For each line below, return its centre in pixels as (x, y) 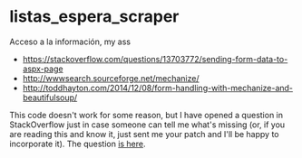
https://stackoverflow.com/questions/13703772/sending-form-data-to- (155, 59)
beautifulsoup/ (50, 98)
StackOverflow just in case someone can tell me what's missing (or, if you (147, 125)
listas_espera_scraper (94, 17)
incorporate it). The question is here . (78, 144)
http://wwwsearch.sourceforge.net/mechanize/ (111, 78)
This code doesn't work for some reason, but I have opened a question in (146, 115)
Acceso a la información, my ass (70, 42)
